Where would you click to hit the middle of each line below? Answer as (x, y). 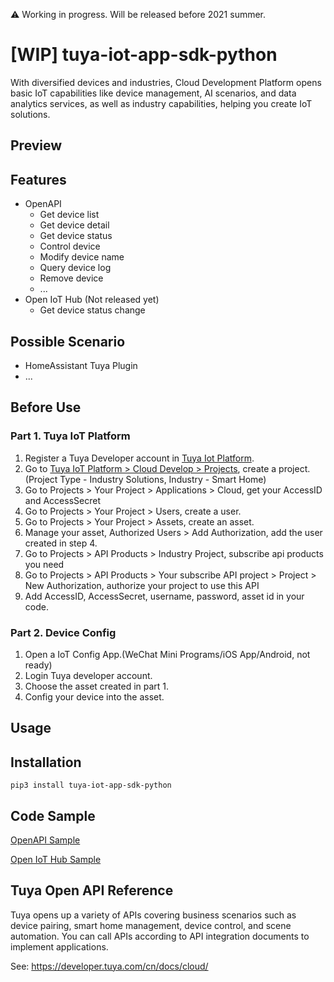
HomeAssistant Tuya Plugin (81, 365)
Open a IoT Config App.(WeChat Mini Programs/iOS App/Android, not (167, 654)
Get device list (69, 215)
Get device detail (74, 225)
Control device (70, 246)
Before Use (46, 407)
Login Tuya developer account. (88, 675)
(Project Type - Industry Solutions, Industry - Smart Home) (145, 479)
